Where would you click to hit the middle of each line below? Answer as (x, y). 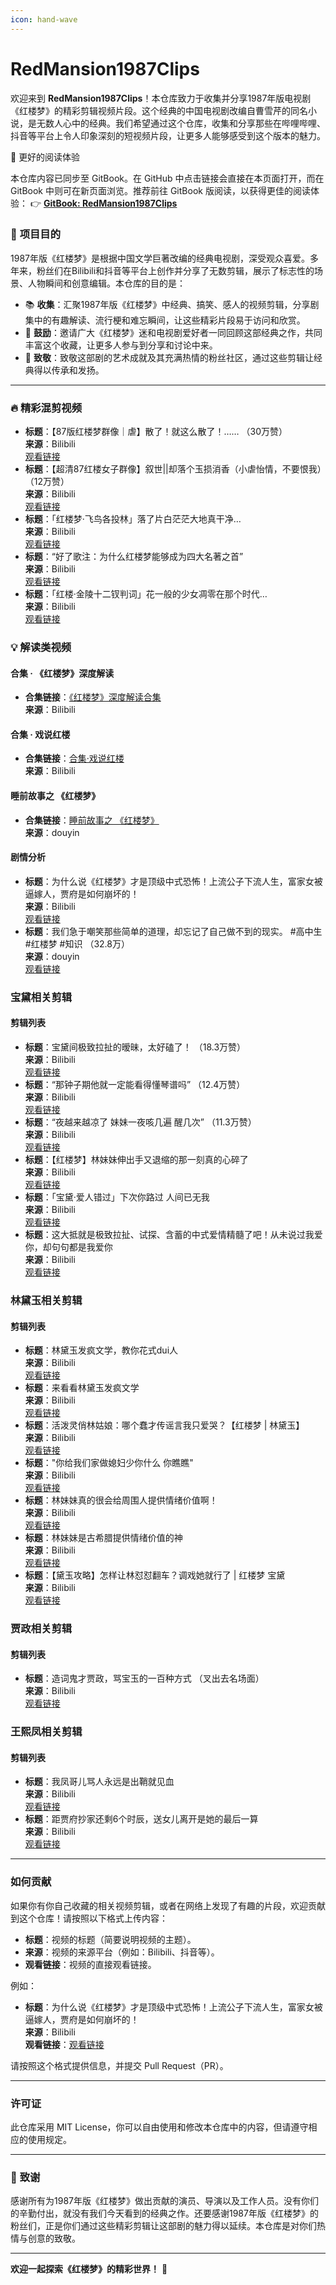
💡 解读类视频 (41, 648)
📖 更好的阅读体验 (45, 157)
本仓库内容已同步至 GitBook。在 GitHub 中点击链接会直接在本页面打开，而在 (167, 178)
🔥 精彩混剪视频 (46, 408)
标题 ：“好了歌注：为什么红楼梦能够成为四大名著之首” (134, 557)
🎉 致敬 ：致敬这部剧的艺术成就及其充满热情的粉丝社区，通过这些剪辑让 (169, 357)
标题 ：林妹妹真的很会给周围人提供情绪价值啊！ (121, 1500)
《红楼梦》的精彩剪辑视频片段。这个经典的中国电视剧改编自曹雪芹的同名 (159, 110)
